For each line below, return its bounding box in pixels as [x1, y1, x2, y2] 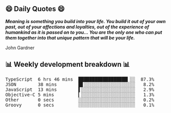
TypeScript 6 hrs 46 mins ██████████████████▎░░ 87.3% [5, 76, 155, 82]
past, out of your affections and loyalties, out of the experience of [5, 24, 149, 30]
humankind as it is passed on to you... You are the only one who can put [5, 29, 163, 35]
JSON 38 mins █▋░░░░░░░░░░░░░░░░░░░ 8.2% [5, 81, 155, 87]
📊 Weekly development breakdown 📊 [5, 60, 130, 69]
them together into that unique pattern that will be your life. [5, 34, 135, 41]
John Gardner [5, 44, 35, 51]
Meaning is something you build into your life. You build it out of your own [5, 18, 166, 24]
